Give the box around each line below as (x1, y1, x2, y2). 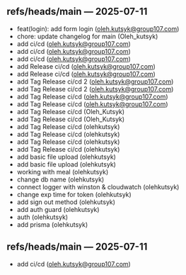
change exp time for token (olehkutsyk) (16, 190, 132, 198)
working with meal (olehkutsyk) (16, 167, 109, 176)
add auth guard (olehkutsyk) (16, 205, 100, 213)
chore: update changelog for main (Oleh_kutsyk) (16, 32, 158, 40)
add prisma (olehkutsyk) (16, 220, 88, 229)
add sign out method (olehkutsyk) (16, 198, 116, 206)
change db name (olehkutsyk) (16, 175, 105, 184)
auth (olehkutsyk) (16, 213, 69, 221)
